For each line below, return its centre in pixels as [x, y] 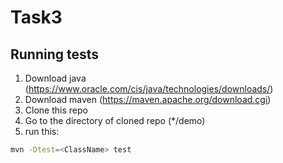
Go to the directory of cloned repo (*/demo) [115, 120]
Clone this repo [56, 110]
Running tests [55, 54]
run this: [42, 131]
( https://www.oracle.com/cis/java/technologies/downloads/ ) [149, 89]
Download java [55, 78]
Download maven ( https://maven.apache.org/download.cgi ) [148, 99]
